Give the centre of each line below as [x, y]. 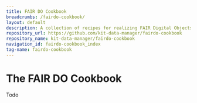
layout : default [26, 22]
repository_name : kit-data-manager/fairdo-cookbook [70, 39]
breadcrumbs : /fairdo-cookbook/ [45, 17]
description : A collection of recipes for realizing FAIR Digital [89, 28]
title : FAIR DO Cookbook [36, 11]
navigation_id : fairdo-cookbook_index [53, 44]
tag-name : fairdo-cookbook [39, 50]
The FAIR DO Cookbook [64, 78]
